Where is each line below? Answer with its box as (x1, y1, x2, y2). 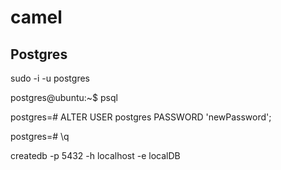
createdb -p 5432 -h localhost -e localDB (10, 150, 181, 161)
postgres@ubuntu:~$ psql (10, 92, 118, 103)
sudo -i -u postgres (10, 72, 90, 84)
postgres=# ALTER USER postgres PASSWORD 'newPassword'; (10, 111, 272, 123)
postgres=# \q (10, 131, 70, 142)
